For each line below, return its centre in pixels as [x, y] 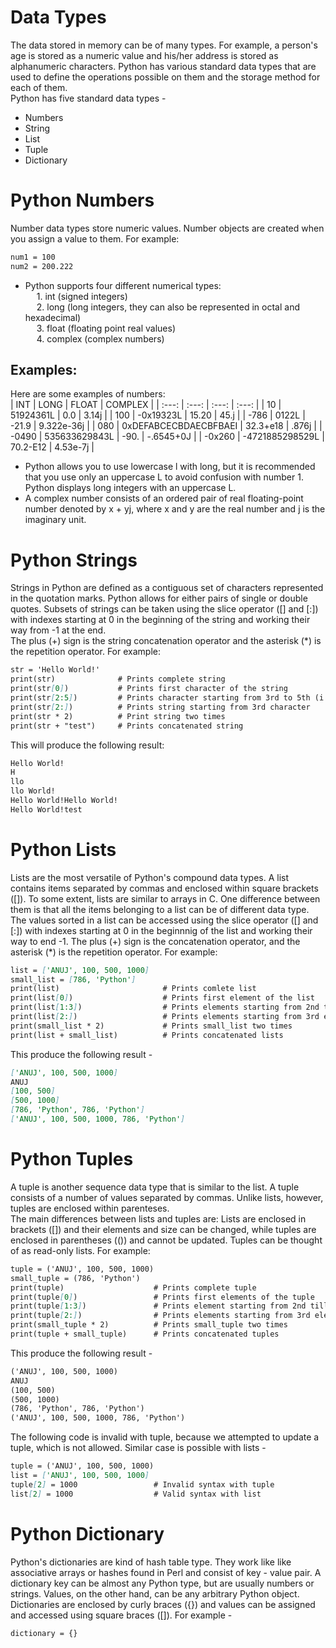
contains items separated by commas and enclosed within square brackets [164, 888]
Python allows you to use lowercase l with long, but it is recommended [170, 467]
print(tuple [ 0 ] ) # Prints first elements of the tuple [162, 1297]
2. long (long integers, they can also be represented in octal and [168, 307]
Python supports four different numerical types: [123, 285]
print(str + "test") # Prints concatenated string [127, 726]
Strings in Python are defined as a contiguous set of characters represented [167, 588]
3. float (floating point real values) [106, 328]
